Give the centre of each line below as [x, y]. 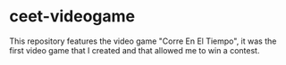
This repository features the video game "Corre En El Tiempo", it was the [143, 41]
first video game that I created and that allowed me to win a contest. [135, 50]
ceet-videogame [72, 16]
